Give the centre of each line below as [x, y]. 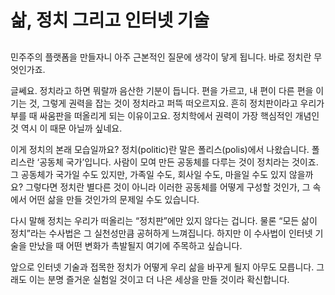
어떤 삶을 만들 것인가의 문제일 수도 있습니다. [114, 199]
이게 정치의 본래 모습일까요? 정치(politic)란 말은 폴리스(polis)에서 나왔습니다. [160, 149]
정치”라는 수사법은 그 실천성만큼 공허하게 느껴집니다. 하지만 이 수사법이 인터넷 [161, 233]
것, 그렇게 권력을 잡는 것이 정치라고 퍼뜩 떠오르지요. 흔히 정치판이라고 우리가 [176, 103]
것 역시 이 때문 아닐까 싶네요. [66, 128]
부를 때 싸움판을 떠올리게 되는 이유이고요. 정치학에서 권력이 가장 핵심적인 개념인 [165, 115]
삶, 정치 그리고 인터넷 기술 [110, 20]
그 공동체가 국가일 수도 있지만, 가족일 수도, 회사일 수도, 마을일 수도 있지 [148, 174]
